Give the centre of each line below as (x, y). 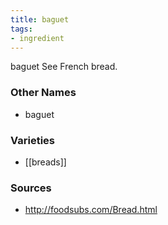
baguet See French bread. (64, 67)
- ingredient (37, 38)
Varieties (32, 140)
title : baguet (40, 19)
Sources (31, 188)
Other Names (43, 93)
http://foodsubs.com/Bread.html (91, 210)
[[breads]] (45, 162)
